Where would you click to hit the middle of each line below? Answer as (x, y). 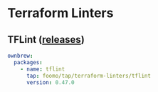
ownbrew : (20, 56)
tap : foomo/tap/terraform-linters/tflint (89, 76)
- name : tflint (43, 69)
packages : (28, 62)
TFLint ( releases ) (46, 40)
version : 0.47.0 (50, 82)
